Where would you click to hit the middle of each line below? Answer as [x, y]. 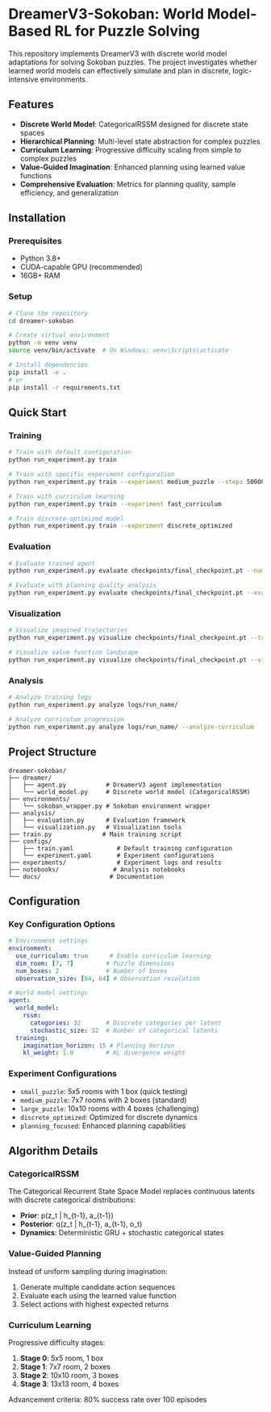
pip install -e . [38, 372]
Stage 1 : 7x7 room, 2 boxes [65, 1366]
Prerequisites [35, 241]
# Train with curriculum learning [67, 496]
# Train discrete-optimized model [67, 518]
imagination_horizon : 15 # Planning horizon [99, 1046]
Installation [37, 218]
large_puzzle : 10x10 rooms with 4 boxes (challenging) [110, 1108]
